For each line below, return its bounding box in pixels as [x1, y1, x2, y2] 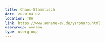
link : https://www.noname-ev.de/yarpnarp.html [5, 20, 101, 26]
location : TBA [5, 16, 34, 21]
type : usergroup [5, 29, 38, 34]
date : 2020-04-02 [5, 12, 40, 16]
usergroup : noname [5, 25, 42, 30]
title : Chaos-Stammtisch [5, 7, 55, 12]
